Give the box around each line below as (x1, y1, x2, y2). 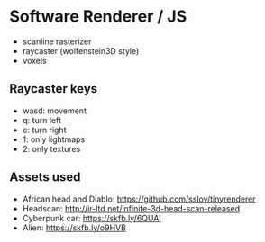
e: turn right (22, 124, 67, 135)
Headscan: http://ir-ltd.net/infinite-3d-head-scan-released (22, 202, 241, 213)
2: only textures (22, 143, 81, 154)
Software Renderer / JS (9, 6, 187, 27)
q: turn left (22, 114, 61, 125)
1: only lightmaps (22, 133, 86, 145)
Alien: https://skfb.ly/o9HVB (22, 222, 126, 233)
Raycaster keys (9, 81, 98, 96)
